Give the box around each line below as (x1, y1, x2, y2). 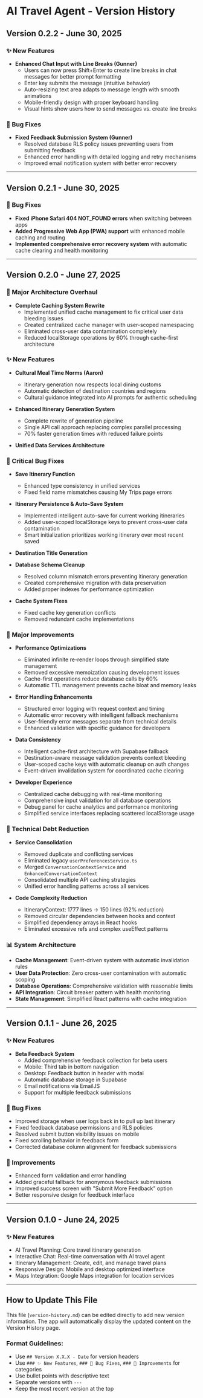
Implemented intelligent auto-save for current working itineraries (24, 512, 185, 519)
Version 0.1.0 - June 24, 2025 (6, 1214, 120, 1225)
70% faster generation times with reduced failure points (24, 430, 163, 437)
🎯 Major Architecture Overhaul (6, 288, 98, 297)
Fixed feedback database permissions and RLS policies (14, 1124, 153, 1131)
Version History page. (6, 1324, 60, 1331)
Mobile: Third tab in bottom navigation (24, 1063, 119, 1070)
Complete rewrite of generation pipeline (24, 417, 124, 424)
